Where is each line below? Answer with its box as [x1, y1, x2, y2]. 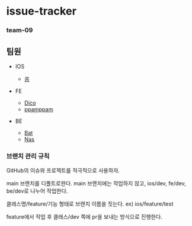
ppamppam [24, 105, 54, 113]
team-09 [6, 26, 34, 35]
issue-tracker [6, 4, 77, 18]
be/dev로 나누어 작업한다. [6, 187, 68, 195]
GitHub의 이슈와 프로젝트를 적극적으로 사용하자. [6, 167, 120, 174]
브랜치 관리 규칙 [6, 152, 50, 160]
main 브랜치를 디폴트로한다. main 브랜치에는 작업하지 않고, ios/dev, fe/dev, [6, 180, 187, 187]
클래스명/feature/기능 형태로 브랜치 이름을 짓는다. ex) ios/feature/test [6, 200, 174, 208]
